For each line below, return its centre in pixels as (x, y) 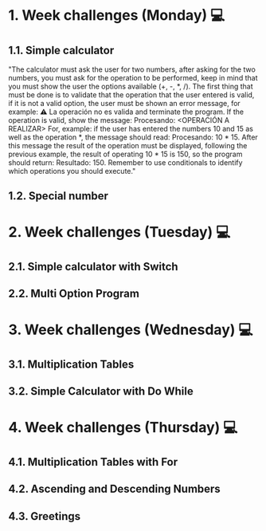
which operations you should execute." (72, 171)
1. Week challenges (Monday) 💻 (117, 16)
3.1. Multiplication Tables (71, 364)
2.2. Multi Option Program (74, 294)
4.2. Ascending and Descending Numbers (114, 489)
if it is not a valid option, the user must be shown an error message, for (124, 103)
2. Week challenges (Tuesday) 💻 (119, 232)
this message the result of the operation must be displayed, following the (128, 146)
